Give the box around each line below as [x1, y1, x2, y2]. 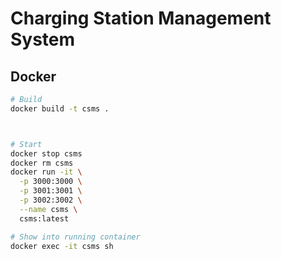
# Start [10, 139, 43, 149]
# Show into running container [10, 232, 141, 242]
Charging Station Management [10, 7, 272, 30]
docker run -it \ [10, 167, 83, 177]
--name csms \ [19, 204, 78, 214]
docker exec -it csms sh [10, 241, 114, 251]
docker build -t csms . [10, 103, 110, 114]
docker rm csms [10, 158, 74, 168]
